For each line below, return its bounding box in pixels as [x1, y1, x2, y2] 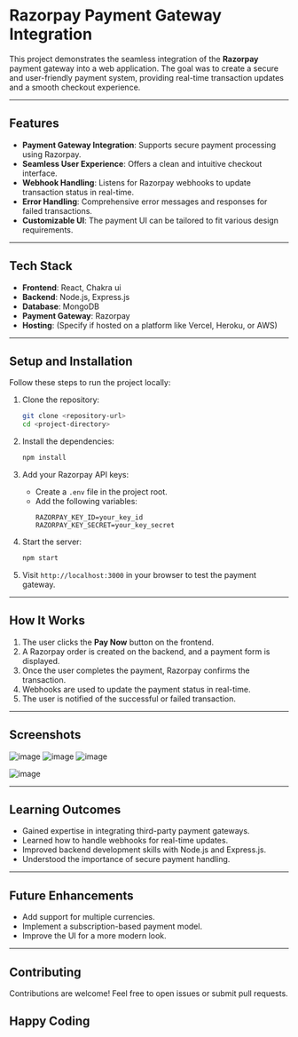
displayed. [21, 655, 60, 666]
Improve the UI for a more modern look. [21, 930, 167, 941]
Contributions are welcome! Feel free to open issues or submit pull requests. [9, 987, 288, 999]
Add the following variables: [35, 496, 137, 506]
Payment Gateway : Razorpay [21, 310, 130, 321]
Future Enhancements [9, 888, 135, 903]
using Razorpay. [21, 148, 82, 160]
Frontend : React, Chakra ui [21, 281, 122, 293]
